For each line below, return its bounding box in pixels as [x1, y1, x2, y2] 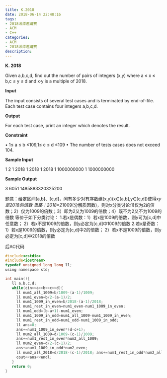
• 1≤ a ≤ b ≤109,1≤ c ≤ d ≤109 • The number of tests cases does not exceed [5, 142, 160, 148]
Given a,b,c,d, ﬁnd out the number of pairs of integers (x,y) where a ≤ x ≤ [5, 73, 156, 78]
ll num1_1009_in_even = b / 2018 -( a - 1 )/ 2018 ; [16, 299, 103, 304]
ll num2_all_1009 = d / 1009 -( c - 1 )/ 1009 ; [16, 331, 94, 337]
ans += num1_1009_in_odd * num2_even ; [16, 346, 88, 351]
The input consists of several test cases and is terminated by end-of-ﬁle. [5, 97, 154, 103]
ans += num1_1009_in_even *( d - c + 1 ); [16, 327, 85, 332]
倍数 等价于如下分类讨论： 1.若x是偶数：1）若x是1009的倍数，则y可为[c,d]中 [5, 214, 162, 220]
